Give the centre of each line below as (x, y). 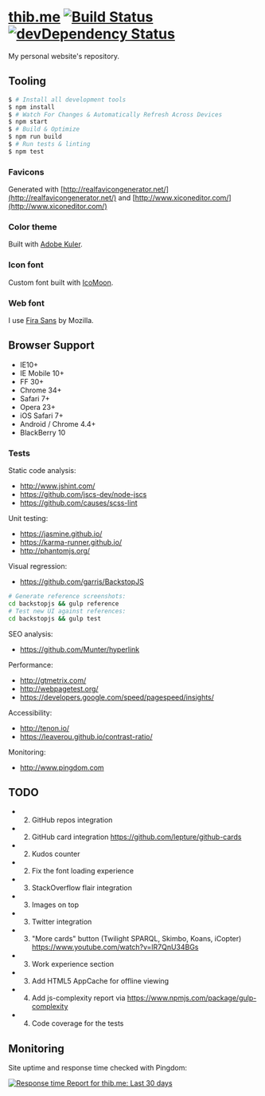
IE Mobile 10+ (42, 373)
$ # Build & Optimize (44, 129)
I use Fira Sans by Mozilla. (51, 320)
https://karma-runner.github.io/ (71, 542)
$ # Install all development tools (67, 100)
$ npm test (26, 152)
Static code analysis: (42, 471)
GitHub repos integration (72, 820)
